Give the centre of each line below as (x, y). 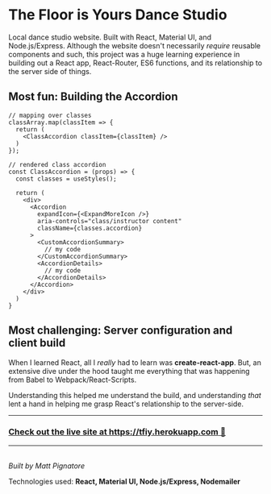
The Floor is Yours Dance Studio (118, 15)
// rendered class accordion (57, 164)
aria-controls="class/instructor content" (110, 221)
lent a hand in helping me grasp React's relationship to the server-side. (126, 404)
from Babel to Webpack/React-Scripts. (73, 380)
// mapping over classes (50, 115)
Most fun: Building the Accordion (93, 97)
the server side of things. (50, 71)
